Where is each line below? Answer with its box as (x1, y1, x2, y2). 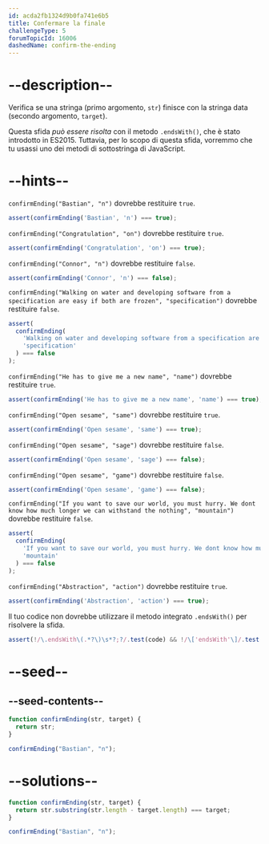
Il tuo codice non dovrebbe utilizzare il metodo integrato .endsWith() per (8, 611, 247, 621)
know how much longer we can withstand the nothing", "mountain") (8, 507, 235, 515)
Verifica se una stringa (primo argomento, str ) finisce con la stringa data (8, 103, 248, 112)
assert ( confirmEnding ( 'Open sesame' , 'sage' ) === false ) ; (8, 455, 206, 464)
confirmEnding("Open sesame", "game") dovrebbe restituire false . (8, 470, 224, 480)
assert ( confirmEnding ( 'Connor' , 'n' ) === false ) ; (8, 274, 178, 282)
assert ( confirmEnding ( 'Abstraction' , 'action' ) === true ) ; (8, 597, 210, 605)
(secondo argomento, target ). (8, 112, 108, 121)
